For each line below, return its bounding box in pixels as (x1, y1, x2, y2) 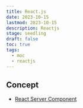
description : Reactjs (6, 25, 60, 31)
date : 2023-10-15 (6, 14, 49, 20)
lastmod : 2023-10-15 (6, 19, 58, 25)
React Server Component (14, 96, 77, 103)
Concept (6, 80, 39, 90)
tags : (6, 47, 20, 53)
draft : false (6, 36, 39, 42)
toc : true (6, 42, 31, 48)
